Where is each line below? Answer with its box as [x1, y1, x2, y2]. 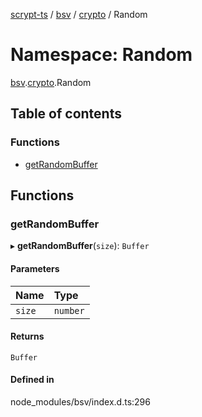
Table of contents [10, 105, 122, 123]
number [53, 305, 85, 316]
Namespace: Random [10, 44, 193, 66]
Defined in [10, 374, 55, 386]
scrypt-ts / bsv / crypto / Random [10, 9, 148, 20]
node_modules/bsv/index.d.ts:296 [10, 395, 151, 408]
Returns [10, 330, 45, 343]
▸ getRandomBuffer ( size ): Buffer [10, 240, 150, 252]
